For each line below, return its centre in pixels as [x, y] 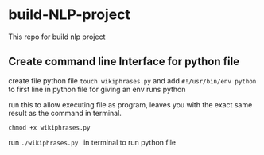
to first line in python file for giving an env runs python [97, 89]
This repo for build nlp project [57, 37]
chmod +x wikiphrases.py [49, 128]
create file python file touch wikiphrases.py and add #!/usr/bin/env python [132, 80]
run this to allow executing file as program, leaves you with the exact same [130, 104]
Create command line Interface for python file [124, 62]
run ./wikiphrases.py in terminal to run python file [92, 142]
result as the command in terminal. [65, 113]
